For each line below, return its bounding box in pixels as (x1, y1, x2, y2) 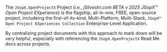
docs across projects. (5, 41, 51, 47)
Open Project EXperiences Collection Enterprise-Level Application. (5, 20, 148, 26)
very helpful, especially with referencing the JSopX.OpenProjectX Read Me (5, 35, 159, 41)
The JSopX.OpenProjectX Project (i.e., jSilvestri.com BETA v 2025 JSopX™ (5, 5, 158, 10)
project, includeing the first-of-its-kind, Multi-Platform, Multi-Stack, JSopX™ (5, 15, 161, 21)
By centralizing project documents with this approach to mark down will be (5, 30, 162, 36)
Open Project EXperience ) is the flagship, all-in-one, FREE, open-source (5, 10, 157, 16)
